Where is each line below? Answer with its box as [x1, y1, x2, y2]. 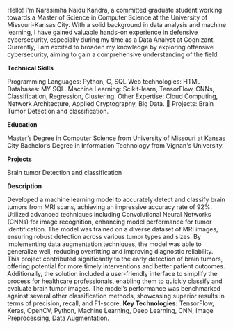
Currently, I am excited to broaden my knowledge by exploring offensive [7, 43, 214, 51]
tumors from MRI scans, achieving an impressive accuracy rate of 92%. [7, 203, 213, 211]
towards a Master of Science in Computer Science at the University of [7, 13, 208, 22]
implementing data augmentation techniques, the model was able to [7, 240, 202, 248]
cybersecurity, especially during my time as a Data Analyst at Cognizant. [7, 36, 216, 44]
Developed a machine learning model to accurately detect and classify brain [7, 195, 226, 204]
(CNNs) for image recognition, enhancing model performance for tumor [7, 217, 212, 226]
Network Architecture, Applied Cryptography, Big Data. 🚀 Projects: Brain [7, 100, 214, 107]
